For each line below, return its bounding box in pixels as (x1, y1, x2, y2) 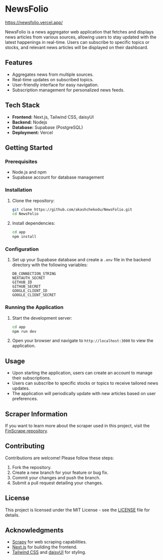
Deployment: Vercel (12, 129, 53, 135)
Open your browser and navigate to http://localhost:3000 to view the (12, 338, 154, 343)
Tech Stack (5, 101, 40, 109)
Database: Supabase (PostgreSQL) (12, 124, 83, 130)
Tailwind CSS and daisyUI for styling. (12, 549, 87, 555)
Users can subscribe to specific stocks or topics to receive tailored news (12, 380, 159, 386)
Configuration (5, 246, 39, 253)
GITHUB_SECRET (12, 284, 41, 289)
